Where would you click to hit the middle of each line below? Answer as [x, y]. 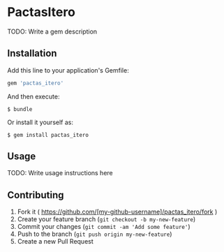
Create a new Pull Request [55, 242]
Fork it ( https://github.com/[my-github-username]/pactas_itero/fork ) [117, 212]
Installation [32, 53]
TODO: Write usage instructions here [60, 173]
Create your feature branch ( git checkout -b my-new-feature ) [106, 219]
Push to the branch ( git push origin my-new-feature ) [95, 234]
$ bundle [20, 109]
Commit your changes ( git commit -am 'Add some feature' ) [104, 227]
